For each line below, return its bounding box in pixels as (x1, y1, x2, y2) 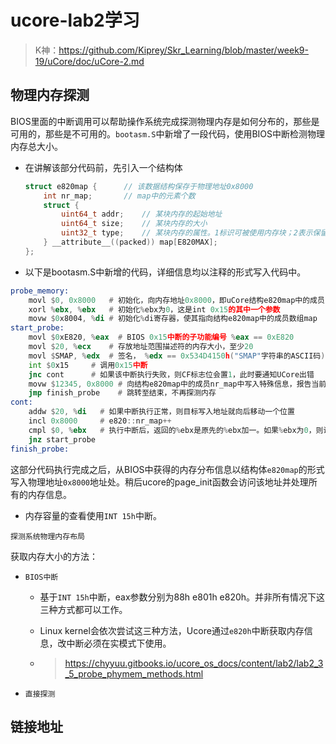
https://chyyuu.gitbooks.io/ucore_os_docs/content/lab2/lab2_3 (64, 657, 324, 669)
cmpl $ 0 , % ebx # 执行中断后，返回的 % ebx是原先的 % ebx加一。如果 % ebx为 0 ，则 (28, 425, 324, 435)
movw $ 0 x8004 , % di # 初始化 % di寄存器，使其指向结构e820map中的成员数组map (28, 314, 318, 324)
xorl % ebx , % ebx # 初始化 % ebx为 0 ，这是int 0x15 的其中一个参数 (28, 304, 281, 315)
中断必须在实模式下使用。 (66, 637, 172, 649)
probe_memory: (10, 286, 70, 296)
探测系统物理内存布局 (10, 531, 85, 541)
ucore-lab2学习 (10, 9, 140, 32)
